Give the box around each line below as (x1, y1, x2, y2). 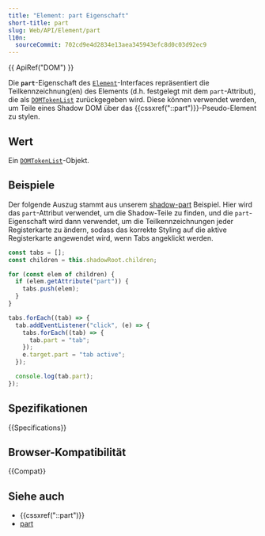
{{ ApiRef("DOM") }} (8, 63, 74, 72)
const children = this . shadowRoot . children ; (8, 256, 157, 264)
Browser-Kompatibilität (8, 445, 127, 459)
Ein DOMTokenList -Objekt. (8, 155, 89, 165)
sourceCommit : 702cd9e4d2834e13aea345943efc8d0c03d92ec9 (15, 41, 207, 49)
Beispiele (8, 179, 55, 192)
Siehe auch (8, 489, 65, 503)
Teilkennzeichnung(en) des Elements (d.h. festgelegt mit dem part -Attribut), (8, 86, 256, 96)
